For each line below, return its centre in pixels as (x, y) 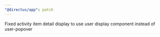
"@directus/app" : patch (29, 10)
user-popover (19, 29)
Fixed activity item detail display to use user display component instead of (80, 24)
